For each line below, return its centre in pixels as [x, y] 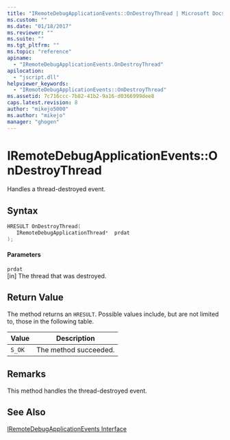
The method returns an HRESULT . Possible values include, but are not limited [113, 314]
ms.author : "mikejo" [37, 115]
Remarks [27, 374]
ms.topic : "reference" [39, 52]
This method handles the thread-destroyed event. [77, 391]
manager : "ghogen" [33, 122]
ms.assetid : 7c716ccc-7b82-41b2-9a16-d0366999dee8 [81, 97]
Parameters [24, 255]
